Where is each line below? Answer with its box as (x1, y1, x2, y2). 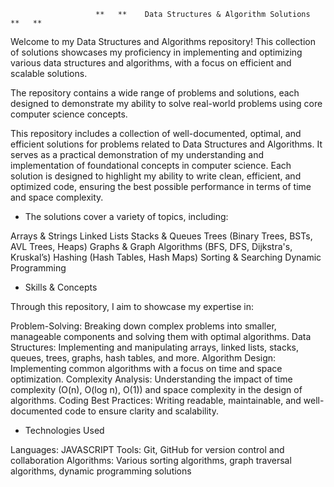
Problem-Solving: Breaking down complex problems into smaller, (10, 320, 277, 332)
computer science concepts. (10, 108, 128, 120)
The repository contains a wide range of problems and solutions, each (10, 87, 300, 99)
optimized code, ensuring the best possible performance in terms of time (10, 181, 312, 192)
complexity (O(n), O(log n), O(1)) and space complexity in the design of (10, 384, 303, 395)
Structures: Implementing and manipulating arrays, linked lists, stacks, (10, 341, 300, 353)
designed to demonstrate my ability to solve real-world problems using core (10, 98, 323, 109)
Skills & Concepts (24, 281, 98, 293)
